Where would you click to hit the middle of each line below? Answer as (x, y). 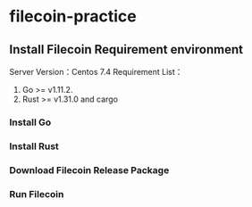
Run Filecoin (37, 194)
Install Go (30, 122)
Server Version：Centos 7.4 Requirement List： (96, 72)
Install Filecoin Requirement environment (126, 50)
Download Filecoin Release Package (89, 170)
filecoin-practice (73, 17)
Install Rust (34, 146)
